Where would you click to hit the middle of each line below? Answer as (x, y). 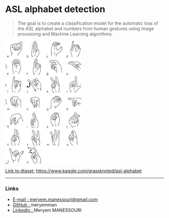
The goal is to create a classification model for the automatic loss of (88, 23)
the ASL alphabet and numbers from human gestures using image (86, 28)
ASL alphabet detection (55, 9)
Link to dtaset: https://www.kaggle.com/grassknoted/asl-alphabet (73, 171)
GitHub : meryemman (34, 205)
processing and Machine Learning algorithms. (65, 34)
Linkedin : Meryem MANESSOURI (47, 210)
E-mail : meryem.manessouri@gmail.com (55, 199)
